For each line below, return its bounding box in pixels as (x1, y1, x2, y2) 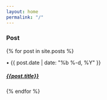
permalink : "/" (6, 14, 44, 20)
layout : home (6, 8, 39, 15)
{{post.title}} (6, 73, 39, 80)
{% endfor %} (6, 87, 40, 95)
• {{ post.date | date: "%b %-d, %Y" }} (6, 59, 101, 66)
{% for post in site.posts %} (6, 47, 74, 54)
